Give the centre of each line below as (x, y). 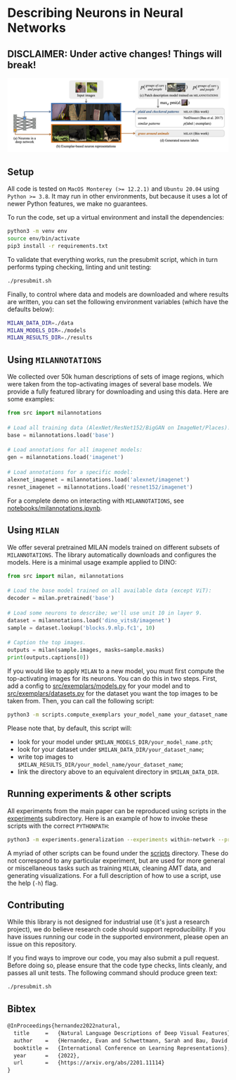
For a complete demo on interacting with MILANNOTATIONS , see (96, 501)
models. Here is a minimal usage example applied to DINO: (92, 562)
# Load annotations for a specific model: (70, 472)
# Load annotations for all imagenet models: (75, 450)
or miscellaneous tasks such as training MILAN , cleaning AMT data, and (110, 868)
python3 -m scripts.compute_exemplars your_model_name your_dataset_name (118, 715)
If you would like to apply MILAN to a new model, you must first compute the (116, 671)
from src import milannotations (54, 413)
